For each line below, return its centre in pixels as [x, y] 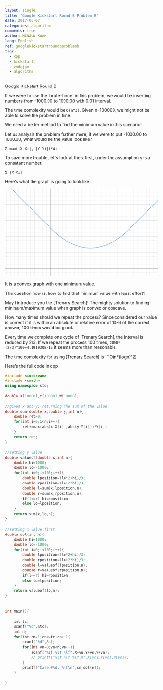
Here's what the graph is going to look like [47, 182]
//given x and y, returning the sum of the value [56, 406]
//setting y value [24, 452]
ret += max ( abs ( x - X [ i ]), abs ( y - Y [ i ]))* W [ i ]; [65, 427]
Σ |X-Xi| [14, 172]
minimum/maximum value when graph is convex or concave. [66, 308]
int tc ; [21, 621]
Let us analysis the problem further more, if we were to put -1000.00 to [76, 134]
